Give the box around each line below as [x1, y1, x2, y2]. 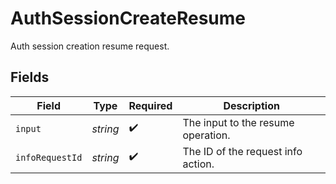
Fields [10, 69, 50, 86]
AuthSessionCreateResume [10, 7, 247, 30]
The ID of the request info [182, 144, 303, 158]
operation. [182, 128, 231, 142]
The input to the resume [182, 115, 295, 129]
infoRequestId [15, 152, 83, 163]
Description [223, 98, 280, 112]
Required [128, 98, 173, 112]
